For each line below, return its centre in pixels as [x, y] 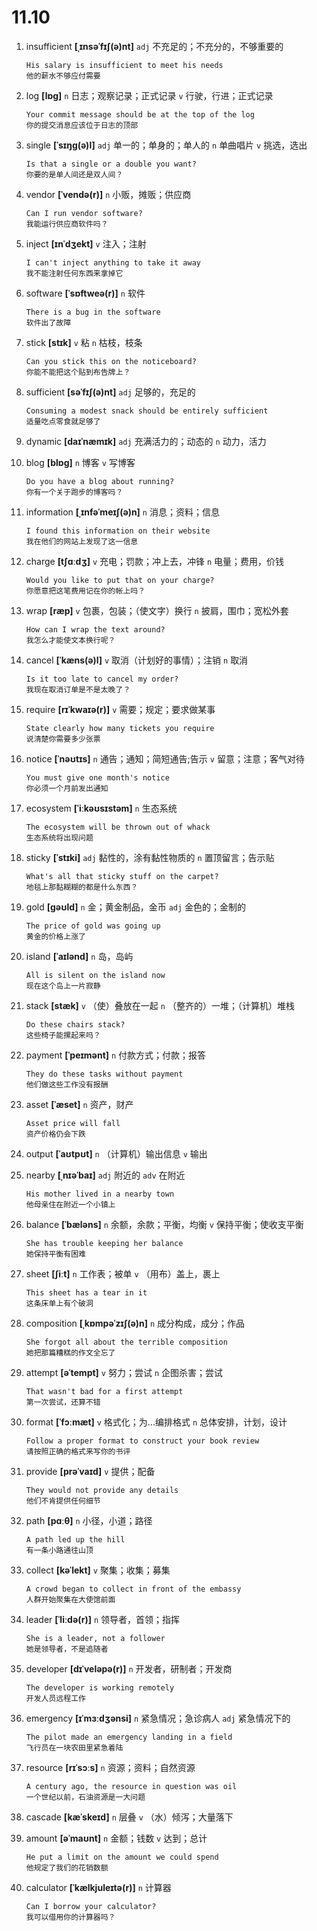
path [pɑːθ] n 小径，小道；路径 [89, 1520]
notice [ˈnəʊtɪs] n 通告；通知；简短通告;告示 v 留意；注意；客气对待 [165, 758]
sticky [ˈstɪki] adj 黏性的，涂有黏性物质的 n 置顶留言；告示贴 [150, 857]
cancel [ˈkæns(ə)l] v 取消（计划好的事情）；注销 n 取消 [137, 660]
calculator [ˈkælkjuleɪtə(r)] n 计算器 [98, 1887]
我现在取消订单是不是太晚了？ [78, 689]
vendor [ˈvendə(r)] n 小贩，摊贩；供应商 [108, 194]
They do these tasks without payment [104, 1074]
